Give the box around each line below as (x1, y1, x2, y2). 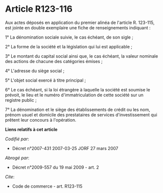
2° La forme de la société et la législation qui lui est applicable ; (5, 43, 133, 49)
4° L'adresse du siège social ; (5, 67, 65, 74)
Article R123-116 (5, 3, 72, 15)
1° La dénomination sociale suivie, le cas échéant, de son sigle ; (5, 34, 134, 40)
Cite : (5, 173, 15, 179)
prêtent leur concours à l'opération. (5, 117, 77, 123)
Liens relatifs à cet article (5, 126, 58, 132)
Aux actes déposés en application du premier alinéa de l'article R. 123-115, (5, 20, 155, 25)
